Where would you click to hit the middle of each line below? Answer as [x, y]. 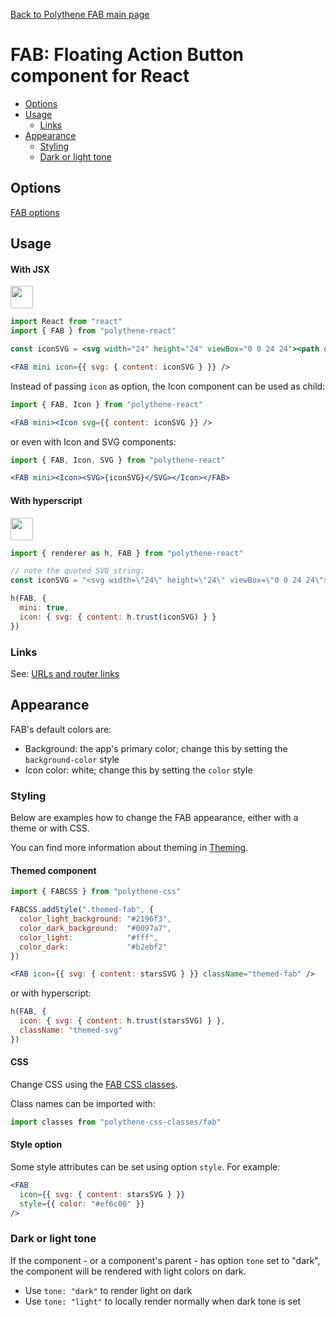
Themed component [53, 870]
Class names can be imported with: [83, 1103]
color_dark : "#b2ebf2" [93, 947]
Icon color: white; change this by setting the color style [138, 770]
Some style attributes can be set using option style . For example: [145, 1167]
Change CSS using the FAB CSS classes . [94, 1084]
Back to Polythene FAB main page [80, 14]
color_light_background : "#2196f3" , [95, 919]
